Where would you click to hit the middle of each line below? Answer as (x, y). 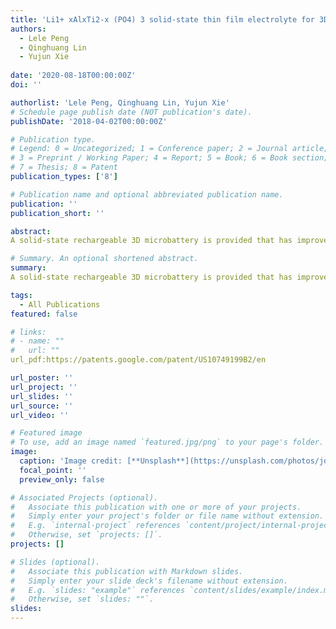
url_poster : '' (42, 378)
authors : (28, 29)
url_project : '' (44, 387)
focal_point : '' (53, 470)
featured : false (44, 314)
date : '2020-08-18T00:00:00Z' (73, 76)
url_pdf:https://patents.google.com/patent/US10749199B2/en (138, 360)
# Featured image (46, 433)
